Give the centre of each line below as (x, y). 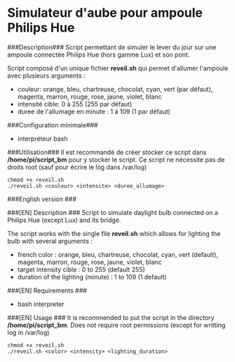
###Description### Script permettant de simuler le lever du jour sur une (112, 47)
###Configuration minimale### (53, 125)
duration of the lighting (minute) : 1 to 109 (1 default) (92, 277)
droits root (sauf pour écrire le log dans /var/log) (77, 167)
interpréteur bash (42, 139)
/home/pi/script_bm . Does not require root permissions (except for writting (116, 325)
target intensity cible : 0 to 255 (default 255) (81, 269)
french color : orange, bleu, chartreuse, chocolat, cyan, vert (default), (118, 254)
